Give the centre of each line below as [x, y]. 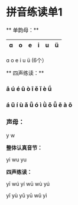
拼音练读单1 [35, 12]
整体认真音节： [24, 148]
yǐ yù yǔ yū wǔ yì [27, 195]
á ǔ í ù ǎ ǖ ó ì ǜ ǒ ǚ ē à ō [39, 105]
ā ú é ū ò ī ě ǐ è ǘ [29, 88]
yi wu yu [17, 160]
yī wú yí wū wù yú [28, 184]
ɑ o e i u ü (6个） [27, 60]
